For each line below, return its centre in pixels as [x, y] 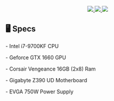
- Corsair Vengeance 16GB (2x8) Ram [51, 69]
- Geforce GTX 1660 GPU [36, 57]
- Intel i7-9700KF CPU [32, 46]
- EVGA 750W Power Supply [39, 92]
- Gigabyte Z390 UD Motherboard [46, 80]
